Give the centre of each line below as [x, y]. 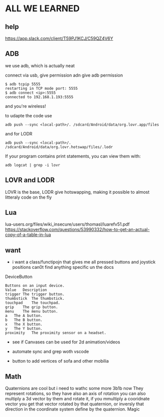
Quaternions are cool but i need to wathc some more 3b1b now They [74, 389]
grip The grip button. [31, 307]
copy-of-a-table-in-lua [28, 235]
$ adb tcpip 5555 [23, 84]
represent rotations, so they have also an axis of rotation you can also [75, 393]
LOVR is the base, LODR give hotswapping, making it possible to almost [77, 192]
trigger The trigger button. [35, 294]
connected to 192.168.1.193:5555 [39, 97]
